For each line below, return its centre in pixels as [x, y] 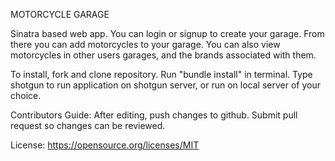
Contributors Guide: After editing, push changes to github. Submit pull [154, 115]
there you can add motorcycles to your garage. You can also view [145, 44]
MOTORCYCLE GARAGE [60, 14]
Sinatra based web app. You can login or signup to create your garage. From [167, 33]
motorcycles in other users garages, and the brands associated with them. [163, 55]
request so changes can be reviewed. [88, 125]
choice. [26, 95]
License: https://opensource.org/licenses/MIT [105, 145]
